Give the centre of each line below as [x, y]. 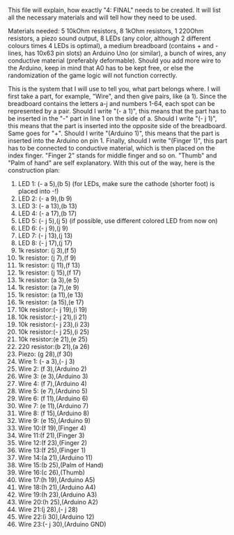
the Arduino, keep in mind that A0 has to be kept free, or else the [101, 68]
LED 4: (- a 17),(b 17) [47, 213]
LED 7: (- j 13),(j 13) [45, 235]
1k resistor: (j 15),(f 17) [49, 272]
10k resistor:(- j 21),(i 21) [53, 317]
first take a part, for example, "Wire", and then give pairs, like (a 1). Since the [117, 96]
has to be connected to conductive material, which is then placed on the [111, 148]
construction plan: [34, 170]
